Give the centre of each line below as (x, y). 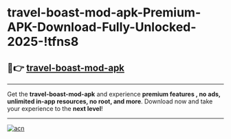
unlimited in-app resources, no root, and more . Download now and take (110, 101)
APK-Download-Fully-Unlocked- (102, 27)
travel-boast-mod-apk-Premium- (104, 13)
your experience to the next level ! (55, 109)
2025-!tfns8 (43, 42)
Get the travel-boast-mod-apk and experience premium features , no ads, (114, 94)
